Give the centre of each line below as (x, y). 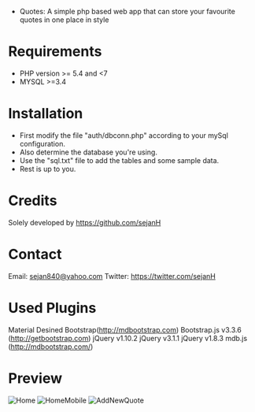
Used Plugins (52, 308)
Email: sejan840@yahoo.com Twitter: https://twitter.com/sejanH (112, 276)
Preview (35, 378)
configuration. (42, 143)
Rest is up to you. (48, 169)
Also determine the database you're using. (88, 152)
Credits (33, 201)
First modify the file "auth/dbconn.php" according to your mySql (124, 135)
